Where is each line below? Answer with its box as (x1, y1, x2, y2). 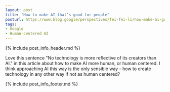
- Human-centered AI (5, 31, 49, 36)
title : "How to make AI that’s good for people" (5, 12, 110, 17)
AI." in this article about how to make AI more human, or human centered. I (5, 60, 160, 66)
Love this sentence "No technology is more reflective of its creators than (5, 55, 157, 61)
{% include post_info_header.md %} (5, 45, 81, 51)
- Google (5, 26, 24, 32)
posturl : (5, 17, 24, 22)
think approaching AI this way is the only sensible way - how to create (5, 66, 151, 72)
